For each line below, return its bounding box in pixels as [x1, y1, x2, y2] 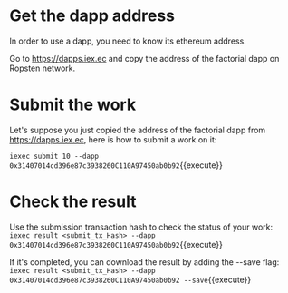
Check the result [9, 191, 137, 212]
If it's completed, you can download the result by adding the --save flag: [9, 256, 280, 268]
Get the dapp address [9, 5, 175, 26]
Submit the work [9, 94, 137, 115]
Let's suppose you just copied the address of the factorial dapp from [9, 124, 266, 135]
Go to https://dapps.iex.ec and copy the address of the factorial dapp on [9, 53, 280, 63]
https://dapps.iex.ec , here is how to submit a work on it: [9, 133, 217, 145]
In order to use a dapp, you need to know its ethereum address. [9, 35, 246, 46]
